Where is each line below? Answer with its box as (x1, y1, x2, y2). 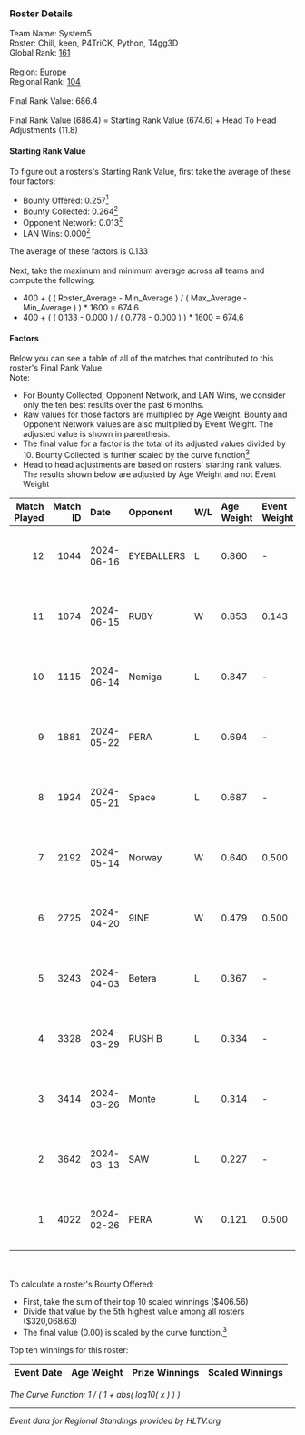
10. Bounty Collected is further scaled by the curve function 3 (22, 448, 250, 460)
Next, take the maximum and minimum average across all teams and (9, 265, 265, 276)
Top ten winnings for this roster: (9, 1344, 129, 1355)
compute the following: (9, 275, 95, 286)
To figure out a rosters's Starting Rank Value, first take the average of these (9, 166, 292, 177)
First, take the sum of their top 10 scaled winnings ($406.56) (22, 1296, 249, 1307)
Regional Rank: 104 (9, 76, 82, 87)
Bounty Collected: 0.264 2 (22, 204, 119, 217)
